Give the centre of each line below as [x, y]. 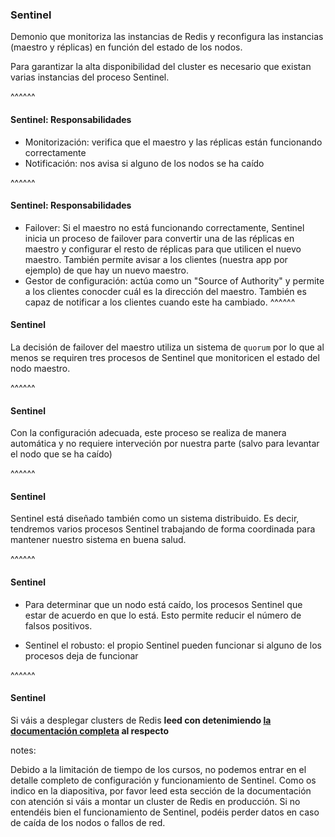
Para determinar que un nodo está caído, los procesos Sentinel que [163, 604]
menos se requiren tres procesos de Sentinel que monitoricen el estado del [165, 357]
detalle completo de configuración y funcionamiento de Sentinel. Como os [163, 780]
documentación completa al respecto [90, 730]
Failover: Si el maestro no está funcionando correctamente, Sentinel [164, 227]
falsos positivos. [58, 625]
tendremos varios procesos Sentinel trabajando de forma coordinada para [163, 529]
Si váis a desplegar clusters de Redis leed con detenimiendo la [141, 720]
